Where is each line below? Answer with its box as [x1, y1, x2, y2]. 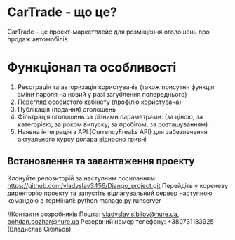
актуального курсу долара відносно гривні [17, 135, 147, 143]
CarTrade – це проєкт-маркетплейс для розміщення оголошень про [7, 27, 210, 36]
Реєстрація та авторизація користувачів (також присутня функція [17, 82, 215, 91]
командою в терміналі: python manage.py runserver [7, 196, 161, 204]
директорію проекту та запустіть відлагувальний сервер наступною [7, 189, 213, 197]
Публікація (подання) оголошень [17, 105, 116, 113]
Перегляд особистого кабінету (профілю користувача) [17, 98, 182, 106]
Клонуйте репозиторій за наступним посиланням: [7, 173, 157, 182]
